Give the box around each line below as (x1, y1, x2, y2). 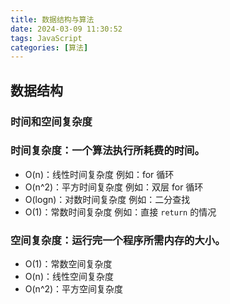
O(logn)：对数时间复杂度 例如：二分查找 (24, 193, 191, 205)
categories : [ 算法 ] (10, 42, 89, 53)
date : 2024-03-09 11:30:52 (10, 24, 123, 34)
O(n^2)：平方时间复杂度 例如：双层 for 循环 (24, 181, 204, 193)
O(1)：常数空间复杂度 (24, 258, 113, 270)
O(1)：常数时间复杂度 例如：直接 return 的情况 (24, 206, 217, 218)
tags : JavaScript (10, 33, 83, 43)
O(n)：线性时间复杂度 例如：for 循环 (24, 168, 175, 180)
